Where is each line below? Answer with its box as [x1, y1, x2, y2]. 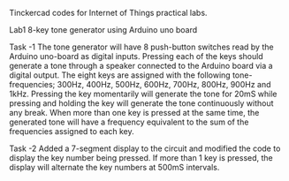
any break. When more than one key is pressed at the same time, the [9, 108, 260, 117]
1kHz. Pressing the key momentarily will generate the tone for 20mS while [9, 88, 278, 99]
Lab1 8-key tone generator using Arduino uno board [9, 25, 198, 34]
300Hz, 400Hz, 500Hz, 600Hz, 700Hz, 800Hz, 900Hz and [57, 79, 271, 89]
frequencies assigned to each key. [9, 126, 134, 136]
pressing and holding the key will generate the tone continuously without [9, 98, 274, 109]
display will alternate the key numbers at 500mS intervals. [9, 162, 220, 172]
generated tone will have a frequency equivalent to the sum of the [9, 117, 249, 127]
